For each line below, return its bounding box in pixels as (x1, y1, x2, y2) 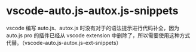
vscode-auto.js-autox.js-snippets (6, 4, 179, 18)
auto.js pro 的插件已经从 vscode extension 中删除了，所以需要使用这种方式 (6, 31, 190, 39)
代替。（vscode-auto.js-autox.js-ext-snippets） (6, 39, 122, 46)
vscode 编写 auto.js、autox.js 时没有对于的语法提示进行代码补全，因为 (6, 24, 180, 31)
